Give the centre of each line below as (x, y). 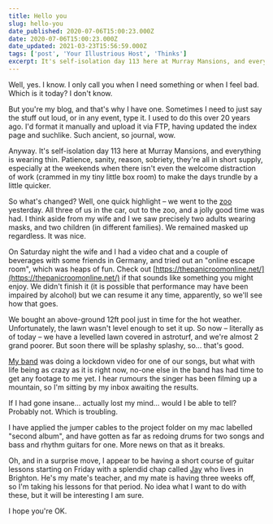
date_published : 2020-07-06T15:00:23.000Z (81, 31)
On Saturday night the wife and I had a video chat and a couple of (118, 251)
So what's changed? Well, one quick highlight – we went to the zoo (120, 201)
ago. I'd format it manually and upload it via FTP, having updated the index (133, 126)
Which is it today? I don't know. (61, 93)
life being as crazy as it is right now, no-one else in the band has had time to (136, 370)
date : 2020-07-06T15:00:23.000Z (63, 39)
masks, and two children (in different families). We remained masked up (128, 227)
